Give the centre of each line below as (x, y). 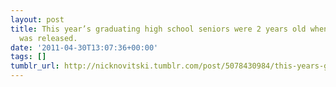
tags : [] (28, 57)
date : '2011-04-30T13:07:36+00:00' (84, 47)
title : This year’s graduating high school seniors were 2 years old (158, 29)
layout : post (37, 19)
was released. (48, 38)
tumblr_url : (35, 66)
